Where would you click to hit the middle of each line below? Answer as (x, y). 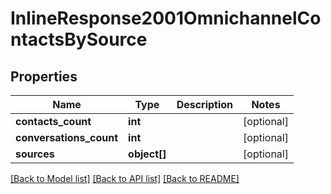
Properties (44, 76)
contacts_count (53, 121)
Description (205, 104)
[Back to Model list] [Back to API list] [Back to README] (125, 178)
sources (35, 154)
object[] (147, 154)
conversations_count (67, 137)
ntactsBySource (79, 39)
